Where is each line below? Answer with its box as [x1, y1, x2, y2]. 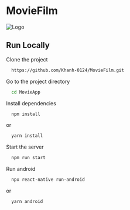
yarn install [11, 133, 43, 139]
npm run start [11, 155, 46, 161]
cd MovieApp [11, 89, 41, 95]
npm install [11, 111, 41, 117]
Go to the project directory [6, 78, 70, 85]
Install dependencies [6, 99, 57, 106]
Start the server [6, 143, 44, 150]
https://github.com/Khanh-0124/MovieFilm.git [11, 67, 125, 73]
